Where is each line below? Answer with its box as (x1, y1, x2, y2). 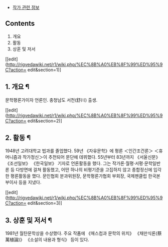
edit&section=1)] (27, 67, 62, 73)
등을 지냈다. (18, 179, 42, 186)
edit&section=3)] (27, 200, 63, 206)
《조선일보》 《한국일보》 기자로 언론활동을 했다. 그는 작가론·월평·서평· (5, 160, 144, 166)
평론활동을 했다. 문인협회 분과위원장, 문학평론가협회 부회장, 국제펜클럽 (10, 173, 147, 179)
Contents (5, 19, 35, 28)
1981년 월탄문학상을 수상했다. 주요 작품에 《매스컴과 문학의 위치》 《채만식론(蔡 (5, 230, 162, 236)
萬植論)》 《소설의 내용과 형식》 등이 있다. (5, 236, 89, 243)
